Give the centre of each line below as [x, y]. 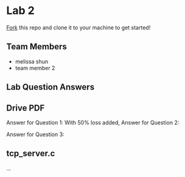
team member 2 [35, 68]
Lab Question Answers [51, 87]
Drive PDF [26, 108]
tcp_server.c [31, 154]
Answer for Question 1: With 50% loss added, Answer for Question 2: [93, 122]
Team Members [37, 47]
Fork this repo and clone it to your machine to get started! [79, 27]
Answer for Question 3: [36, 134]
